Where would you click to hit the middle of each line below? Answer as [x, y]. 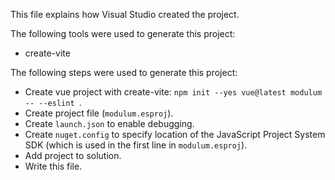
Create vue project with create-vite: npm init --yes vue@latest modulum [173, 92]
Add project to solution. [73, 155]
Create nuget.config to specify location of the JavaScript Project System [175, 134]
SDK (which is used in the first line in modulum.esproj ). [136, 145]
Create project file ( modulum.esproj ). [99, 113]
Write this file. [53, 166]
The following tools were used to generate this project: [123, 33]
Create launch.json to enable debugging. [109, 123]
